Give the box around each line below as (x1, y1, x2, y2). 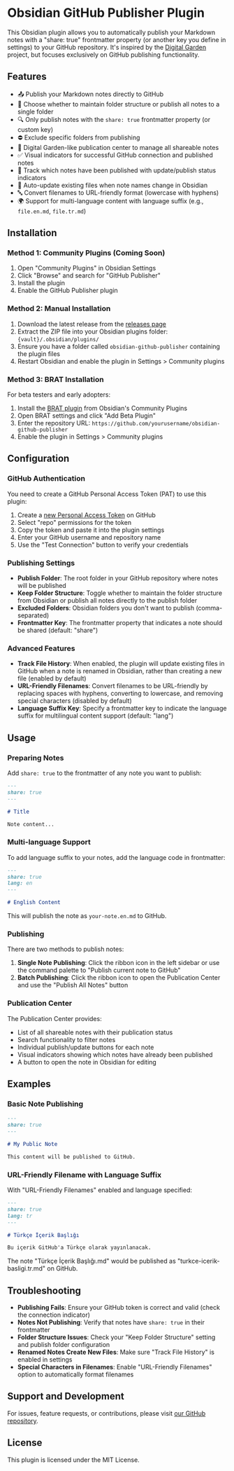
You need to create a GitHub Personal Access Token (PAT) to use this (7, 489, 207, 498)
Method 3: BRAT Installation (7, 374, 104, 384)
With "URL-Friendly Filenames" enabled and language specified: (7, 1186, 192, 1194)
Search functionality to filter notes (17, 1035, 116, 1044)
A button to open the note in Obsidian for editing (17, 1058, 157, 1066)
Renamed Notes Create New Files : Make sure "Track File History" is (17, 1348, 215, 1357)
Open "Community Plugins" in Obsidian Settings (17, 264, 156, 273)
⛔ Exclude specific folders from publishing (17, 133, 140, 142)
